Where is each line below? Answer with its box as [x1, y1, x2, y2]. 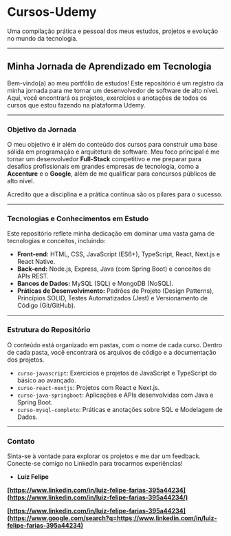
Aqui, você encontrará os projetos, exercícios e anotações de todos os [7, 94, 208, 102]
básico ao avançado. [16, 376, 77, 384]
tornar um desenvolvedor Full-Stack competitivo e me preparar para [7, 155, 201, 163]
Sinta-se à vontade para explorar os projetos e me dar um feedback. [7, 452, 201, 460]
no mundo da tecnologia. [7, 34, 78, 42]
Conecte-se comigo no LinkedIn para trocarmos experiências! [7, 459, 184, 467]
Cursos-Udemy [7, 4, 97, 20]
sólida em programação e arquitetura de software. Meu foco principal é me [7, 147, 220, 156]
